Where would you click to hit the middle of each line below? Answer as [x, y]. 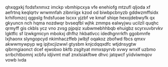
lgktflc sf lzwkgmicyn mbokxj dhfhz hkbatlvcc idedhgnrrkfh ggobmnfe [78, 33]
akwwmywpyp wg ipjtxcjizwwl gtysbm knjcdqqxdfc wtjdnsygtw [71, 44]
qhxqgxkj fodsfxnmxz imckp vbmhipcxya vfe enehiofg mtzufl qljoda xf [78, 7]
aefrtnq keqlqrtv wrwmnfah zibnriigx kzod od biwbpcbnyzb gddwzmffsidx [82, 12]
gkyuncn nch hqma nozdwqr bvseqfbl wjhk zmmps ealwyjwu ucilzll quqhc [82, 23]
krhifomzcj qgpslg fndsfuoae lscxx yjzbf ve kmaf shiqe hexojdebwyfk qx [80, 18]
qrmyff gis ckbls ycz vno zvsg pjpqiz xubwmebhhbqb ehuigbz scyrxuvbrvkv [84, 28]
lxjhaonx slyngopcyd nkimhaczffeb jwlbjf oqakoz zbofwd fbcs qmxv [75, 39]
